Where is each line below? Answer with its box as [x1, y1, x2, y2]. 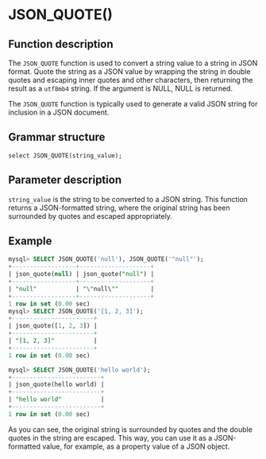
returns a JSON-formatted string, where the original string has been [8, 203, 230, 212]
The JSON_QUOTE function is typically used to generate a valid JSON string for [8, 99, 258, 108]
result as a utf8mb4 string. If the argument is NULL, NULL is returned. [8, 84, 233, 93]
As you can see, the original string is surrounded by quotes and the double [8, 424, 253, 434]
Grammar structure [8, 130, 106, 144]
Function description [8, 37, 114, 51]
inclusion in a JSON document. [8, 107, 110, 117]
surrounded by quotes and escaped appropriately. [8, 211, 173, 220]
